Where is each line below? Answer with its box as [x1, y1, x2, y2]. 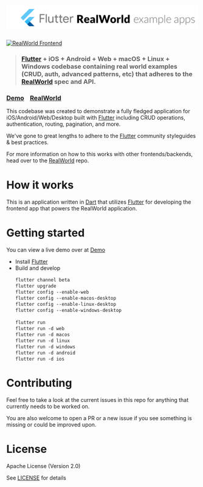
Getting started [6, 226, 85, 240]
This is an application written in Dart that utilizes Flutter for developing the [6, 198, 191, 206]
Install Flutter [15, 258, 48, 265]
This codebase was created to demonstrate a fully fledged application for [6, 108, 190, 115]
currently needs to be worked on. [6, 402, 90, 410]
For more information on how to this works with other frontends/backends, [6, 151, 193, 158]
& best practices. [6, 139, 49, 146]
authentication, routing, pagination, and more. [6, 120, 121, 128]
